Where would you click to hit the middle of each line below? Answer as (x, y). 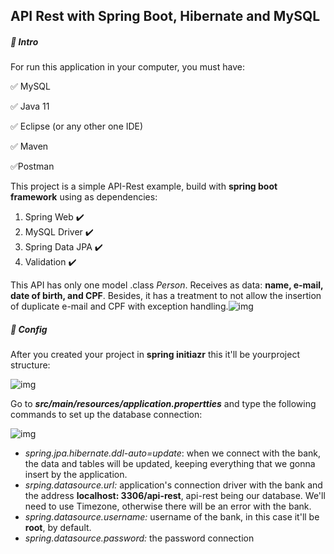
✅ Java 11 (30, 106)
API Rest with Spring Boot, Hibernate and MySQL (165, 16)
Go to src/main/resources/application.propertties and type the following (163, 404)
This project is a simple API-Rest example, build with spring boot (144, 186)
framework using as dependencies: (84, 197)
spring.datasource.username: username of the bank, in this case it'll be (172, 517)
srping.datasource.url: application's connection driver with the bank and (173, 485)
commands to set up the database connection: (106, 415)
